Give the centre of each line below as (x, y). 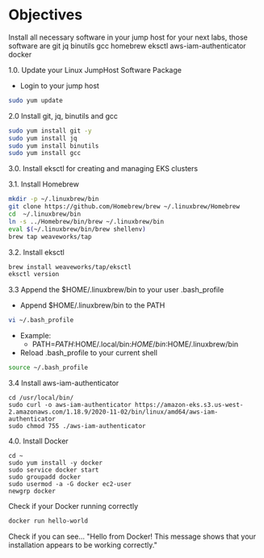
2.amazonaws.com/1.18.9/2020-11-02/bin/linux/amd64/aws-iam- (113, 412)
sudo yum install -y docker (56, 463)
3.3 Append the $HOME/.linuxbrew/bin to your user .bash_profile (116, 290)
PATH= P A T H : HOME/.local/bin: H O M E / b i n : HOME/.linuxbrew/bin (135, 344)
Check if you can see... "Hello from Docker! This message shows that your (132, 536)
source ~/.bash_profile (48, 368)
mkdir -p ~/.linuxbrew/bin (54, 199)
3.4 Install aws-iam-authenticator (64, 383)
